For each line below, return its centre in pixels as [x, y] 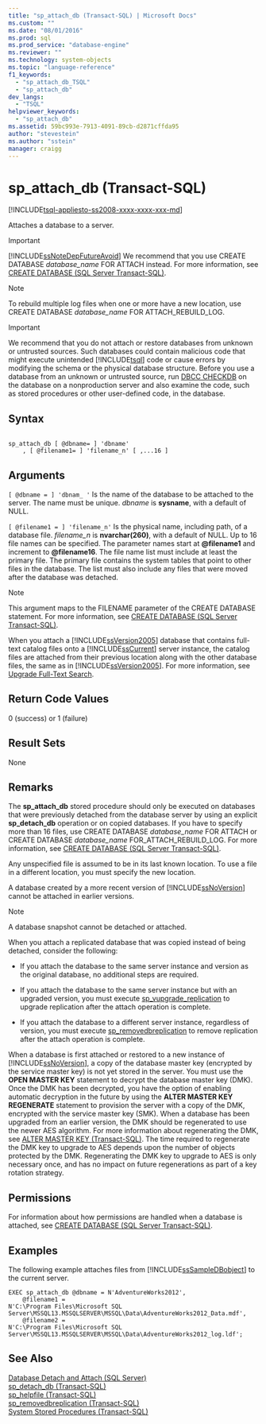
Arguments [37, 475]
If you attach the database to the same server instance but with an [128, 990]
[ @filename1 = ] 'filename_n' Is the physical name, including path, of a [128, 526]
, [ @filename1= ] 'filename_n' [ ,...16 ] [96, 451]
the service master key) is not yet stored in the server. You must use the [126, 1072]
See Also [31, 1358]
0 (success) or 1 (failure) [48, 718]
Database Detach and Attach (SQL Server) [77, 1378]
